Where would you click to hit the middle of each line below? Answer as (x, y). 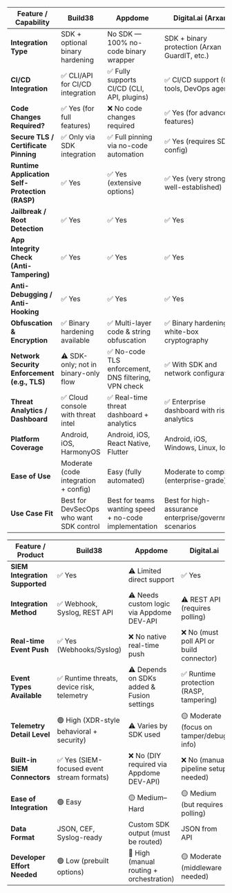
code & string (129, 332)
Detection (27, 229)
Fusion (139, 695)
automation (126, 154)
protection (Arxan (193, 47)
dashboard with (190, 410)
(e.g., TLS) (28, 382)
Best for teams (131, 500)
